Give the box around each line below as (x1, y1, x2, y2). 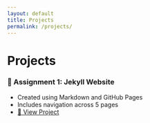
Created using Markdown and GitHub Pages (17, 93, 143, 101)
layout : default (7, 10, 54, 17)
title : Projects (7, 17, 54, 23)
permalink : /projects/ (7, 23, 73, 30)
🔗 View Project (17, 108, 59, 116)
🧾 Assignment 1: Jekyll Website (7, 77, 115, 87)
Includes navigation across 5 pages (17, 100, 119, 108)
